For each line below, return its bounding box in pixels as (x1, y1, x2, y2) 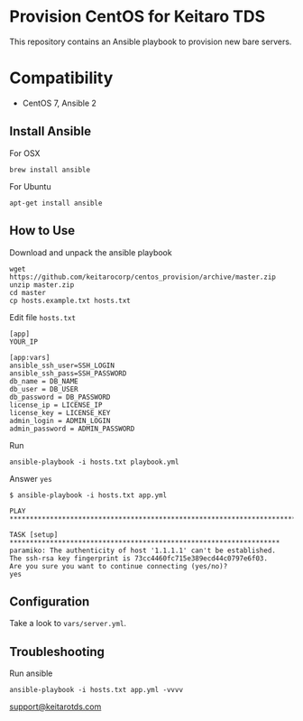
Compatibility (9, 68, 114, 88)
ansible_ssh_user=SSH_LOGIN (9, 361, 115, 370)
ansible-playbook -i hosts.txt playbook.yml (9, 458, 179, 467)
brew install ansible (9, 165, 91, 174)
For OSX (9, 147, 41, 159)
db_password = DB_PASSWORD (9, 393, 111, 402)
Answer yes (9, 473, 52, 484)
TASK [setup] (9, 530, 59, 539)
